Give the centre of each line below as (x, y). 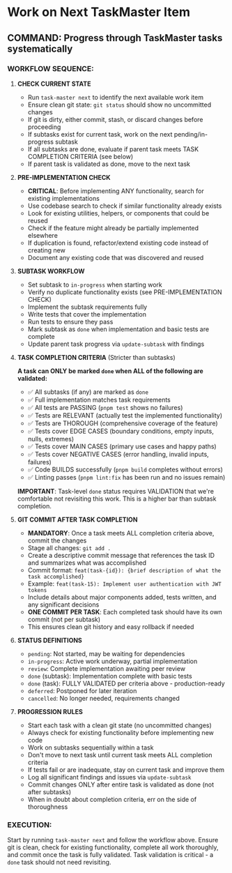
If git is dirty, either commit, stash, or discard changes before (115, 119)
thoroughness (48, 807)
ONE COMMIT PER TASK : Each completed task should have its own (125, 612)
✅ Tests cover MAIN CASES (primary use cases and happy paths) (122, 446)
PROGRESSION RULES (50, 711)
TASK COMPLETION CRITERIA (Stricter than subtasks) (96, 357)
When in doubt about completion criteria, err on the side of (112, 799)
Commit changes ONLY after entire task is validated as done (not (121, 784)
